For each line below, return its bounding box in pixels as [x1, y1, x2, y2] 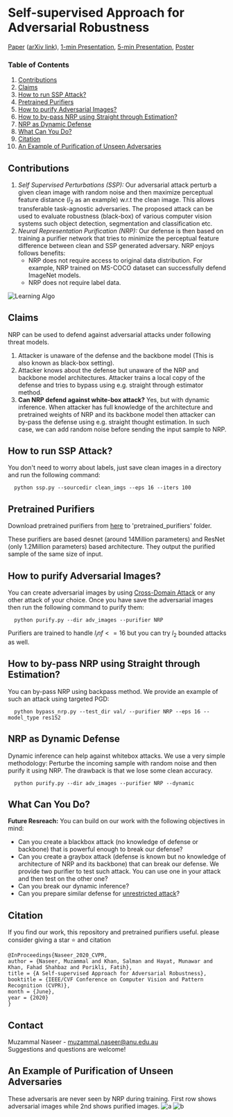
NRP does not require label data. [28, 278, 121, 286]
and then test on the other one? [17, 875, 108, 883]
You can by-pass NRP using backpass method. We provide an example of [8, 687, 218, 695]
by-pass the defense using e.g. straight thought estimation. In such [17, 417, 210, 426]
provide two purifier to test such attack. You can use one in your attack [17, 867, 221, 876]
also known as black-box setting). [17, 358, 115, 367]
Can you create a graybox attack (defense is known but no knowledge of [17, 852, 226, 861]
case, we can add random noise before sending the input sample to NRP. [17, 425, 227, 433]
